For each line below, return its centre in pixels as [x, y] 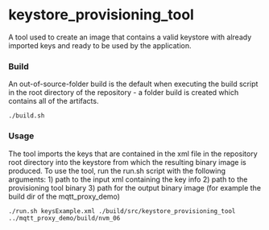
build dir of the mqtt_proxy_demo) [64, 196]
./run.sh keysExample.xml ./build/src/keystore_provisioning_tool [122, 211]
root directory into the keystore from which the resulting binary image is [128, 162]
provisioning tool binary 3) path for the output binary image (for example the [135, 187]
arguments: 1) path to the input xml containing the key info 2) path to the [128, 179]
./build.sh [27, 116]
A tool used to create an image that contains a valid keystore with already [130, 37]
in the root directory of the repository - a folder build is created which [124, 92]
